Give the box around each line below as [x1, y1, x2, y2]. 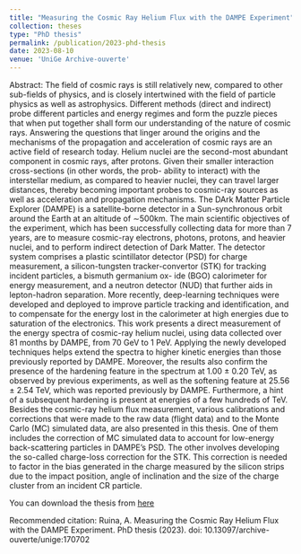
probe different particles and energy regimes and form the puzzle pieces [9, 109, 278, 119]
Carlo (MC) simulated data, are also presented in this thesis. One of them [9, 423, 279, 434]
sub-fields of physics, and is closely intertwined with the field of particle [9, 89, 276, 100]
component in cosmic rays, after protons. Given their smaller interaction [9, 156, 274, 166]
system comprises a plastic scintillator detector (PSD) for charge [9, 251, 248, 261]
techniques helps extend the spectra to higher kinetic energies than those [9, 347, 282, 357]
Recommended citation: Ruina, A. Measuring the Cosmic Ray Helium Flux [9, 515, 279, 525]
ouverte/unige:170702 [9, 534, 90, 544]
